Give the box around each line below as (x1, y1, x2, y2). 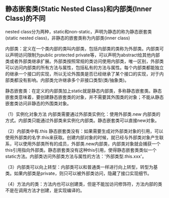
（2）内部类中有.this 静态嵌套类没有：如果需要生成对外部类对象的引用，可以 (5, 128, 163, 134)
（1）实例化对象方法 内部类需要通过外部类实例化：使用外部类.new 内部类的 (5, 111, 161, 117)
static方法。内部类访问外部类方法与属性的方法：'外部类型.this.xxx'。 (5, 153, 147, 159)
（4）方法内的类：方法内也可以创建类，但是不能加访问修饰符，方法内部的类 (5, 181, 162, 187)
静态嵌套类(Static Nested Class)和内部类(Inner (5, 5, 152, 14)
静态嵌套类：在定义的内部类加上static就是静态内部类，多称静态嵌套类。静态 (5, 88, 162, 94)
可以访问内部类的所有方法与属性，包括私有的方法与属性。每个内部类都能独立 (5, 64, 164, 71)
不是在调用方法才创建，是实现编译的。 (5, 187, 84, 193)
